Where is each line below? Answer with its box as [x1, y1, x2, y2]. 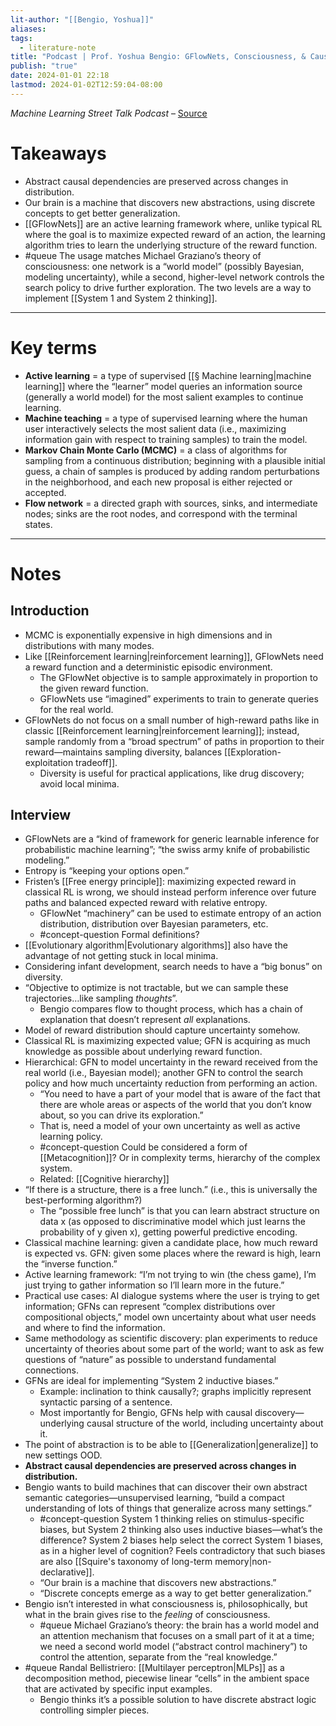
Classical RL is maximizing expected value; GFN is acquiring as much [24, 1035, 311, 1047]
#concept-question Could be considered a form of [39, 1141, 248, 1153]
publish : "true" [10, 61, 78, 71]
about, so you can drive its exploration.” [39, 1109, 204, 1121]
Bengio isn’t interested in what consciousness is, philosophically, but [24, 1598, 308, 1610]
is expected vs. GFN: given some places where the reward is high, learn [24, 1247, 322, 1260]
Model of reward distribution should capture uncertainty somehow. [24, 1024, 301, 1036]
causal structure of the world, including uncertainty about [86, 1417, 324, 1430]
